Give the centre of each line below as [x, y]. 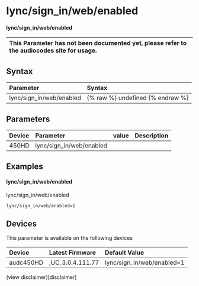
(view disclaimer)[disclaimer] [41, 277]
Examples [25, 167]
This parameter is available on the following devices [70, 238]
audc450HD [26, 263]
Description [152, 136]
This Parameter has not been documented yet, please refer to [98, 43]
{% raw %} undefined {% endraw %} [138, 98]
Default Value [124, 253]
